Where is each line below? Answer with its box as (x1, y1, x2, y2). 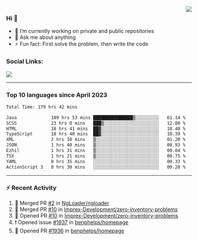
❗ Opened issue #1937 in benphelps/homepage (14, 218, 128, 226)
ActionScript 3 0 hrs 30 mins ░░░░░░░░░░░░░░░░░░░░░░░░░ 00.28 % (6, 164, 186, 170)
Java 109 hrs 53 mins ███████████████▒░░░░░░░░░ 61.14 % (6, 114, 186, 120)
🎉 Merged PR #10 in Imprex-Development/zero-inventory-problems (14, 206, 178, 213)
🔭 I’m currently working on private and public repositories (14, 28, 154, 35)
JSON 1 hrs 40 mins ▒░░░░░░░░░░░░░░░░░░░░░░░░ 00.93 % (6, 142, 186, 148)
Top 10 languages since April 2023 (6, 91, 108, 99)
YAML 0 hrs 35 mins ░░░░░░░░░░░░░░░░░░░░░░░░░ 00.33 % (6, 159, 186, 165)
